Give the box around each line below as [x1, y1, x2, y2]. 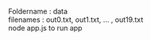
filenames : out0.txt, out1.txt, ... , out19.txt [8, 15, 144, 24]
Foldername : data [8, 7, 68, 16]
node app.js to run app [8, 24, 83, 32]
